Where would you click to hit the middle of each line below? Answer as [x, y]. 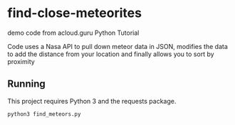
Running [27, 84]
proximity [21, 61]
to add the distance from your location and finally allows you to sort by [111, 54]
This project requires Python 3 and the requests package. [92, 101]
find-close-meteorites [75, 13]
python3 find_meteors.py [44, 114]
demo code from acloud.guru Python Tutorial [73, 33]
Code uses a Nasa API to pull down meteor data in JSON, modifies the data [117, 46]
